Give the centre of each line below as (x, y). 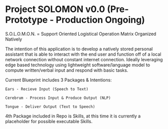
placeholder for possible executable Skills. (49, 121)
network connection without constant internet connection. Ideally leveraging (84, 59)
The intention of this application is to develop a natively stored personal (79, 49)
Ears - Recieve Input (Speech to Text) (47, 89)
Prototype (27, 20)
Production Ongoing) (101, 20)
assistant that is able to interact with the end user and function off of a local (83, 54)
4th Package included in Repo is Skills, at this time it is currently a (73, 116)
